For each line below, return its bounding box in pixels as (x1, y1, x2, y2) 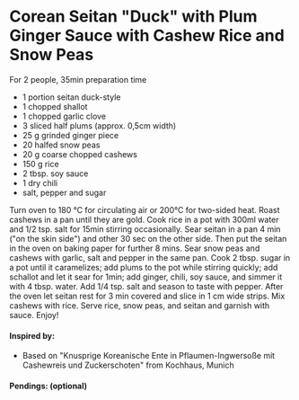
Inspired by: (9, 330, 56, 341)
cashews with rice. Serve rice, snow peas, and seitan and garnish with (9, 299, 270, 311)
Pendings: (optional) (9, 380, 88, 391)
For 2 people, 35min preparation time (9, 74, 147, 84)
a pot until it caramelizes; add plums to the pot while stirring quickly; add (9, 262, 278, 272)
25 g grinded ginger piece (22, 129, 119, 140)
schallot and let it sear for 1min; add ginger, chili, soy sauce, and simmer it (9, 271, 283, 282)
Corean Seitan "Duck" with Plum (9, 6, 258, 27)
